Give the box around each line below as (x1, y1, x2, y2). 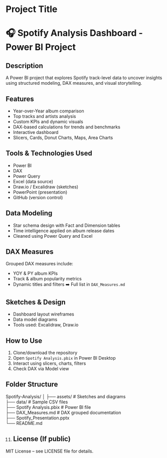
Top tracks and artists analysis (13, 113, 76, 119)
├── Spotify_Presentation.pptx (6, 415, 70, 421)
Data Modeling (6, 209, 53, 218)
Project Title (6, 4, 58, 15)
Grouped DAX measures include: (6, 261, 73, 267)
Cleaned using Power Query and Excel (13, 233, 93, 239)
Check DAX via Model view (13, 366, 69, 372)
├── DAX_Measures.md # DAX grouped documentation (6, 409, 121, 415)
